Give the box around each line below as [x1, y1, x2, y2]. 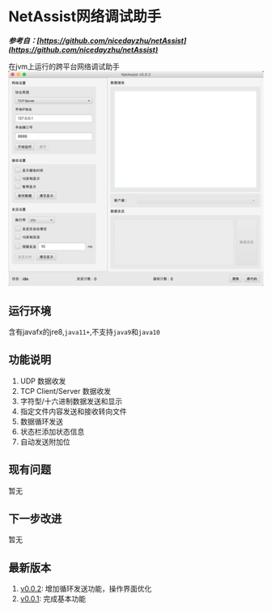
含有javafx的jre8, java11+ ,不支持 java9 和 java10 [8, 327, 160, 337]
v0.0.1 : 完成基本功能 [19, 594, 87, 604]
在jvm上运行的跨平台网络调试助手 [8, 62, 120, 71]
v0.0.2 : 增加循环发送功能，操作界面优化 [19, 584, 152, 594]
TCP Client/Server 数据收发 [19, 386, 112, 395]
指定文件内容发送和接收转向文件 [19, 406, 127, 416]
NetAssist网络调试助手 [8, 7, 162, 26]
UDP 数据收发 [19, 376, 66, 386]
